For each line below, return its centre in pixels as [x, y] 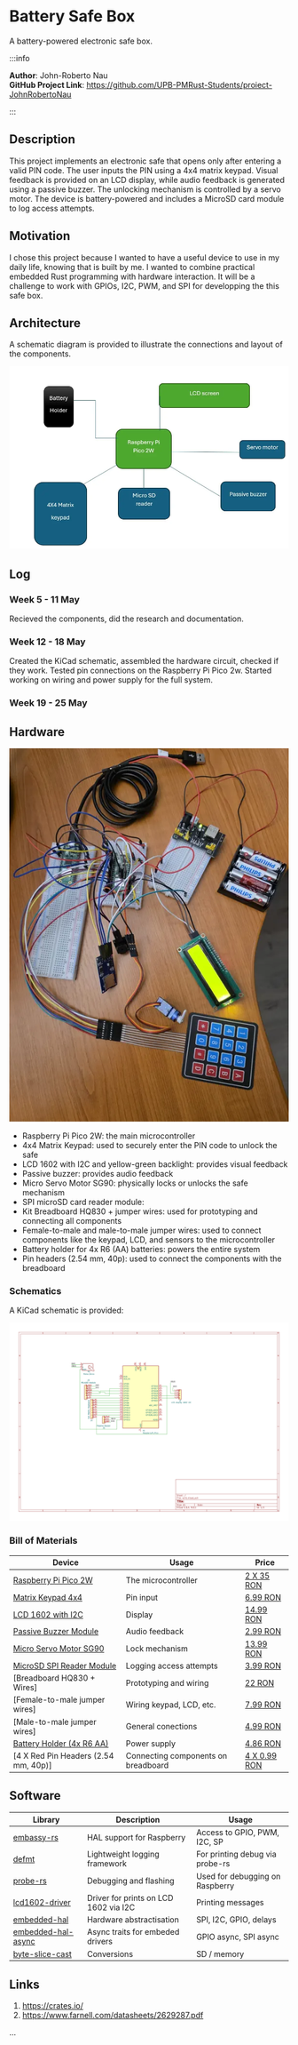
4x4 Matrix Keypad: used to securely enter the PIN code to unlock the [149, 1145]
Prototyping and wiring [167, 1682]
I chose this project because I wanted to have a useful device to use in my [145, 257]
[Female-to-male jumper [59, 1700]
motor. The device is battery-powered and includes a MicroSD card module [147, 198]
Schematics [35, 1290]
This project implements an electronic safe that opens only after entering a [145, 161]
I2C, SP [210, 1842]
